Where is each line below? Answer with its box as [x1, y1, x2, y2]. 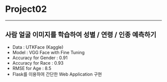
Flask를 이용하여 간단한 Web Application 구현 [12, 71, 102, 77]
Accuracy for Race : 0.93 [12, 60, 64, 66]
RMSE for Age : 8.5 [12, 65, 51, 71]
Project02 [5, 3, 47, 15]
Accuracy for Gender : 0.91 [12, 55, 68, 61]
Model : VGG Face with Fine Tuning [12, 49, 85, 55]
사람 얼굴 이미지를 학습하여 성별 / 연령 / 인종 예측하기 [5, 31, 157, 39]
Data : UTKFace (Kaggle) [12, 44, 64, 50]
